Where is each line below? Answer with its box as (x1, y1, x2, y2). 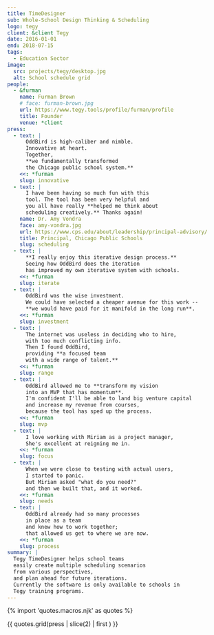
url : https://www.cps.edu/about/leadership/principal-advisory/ (19, 228, 208, 235)
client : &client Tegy (7, 29, 69, 37)
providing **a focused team (25, 350, 107, 358)
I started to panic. (25, 472, 85, 479)
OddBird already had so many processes (25, 511, 140, 518)
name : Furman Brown (19, 94, 76, 101)
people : (7, 81, 30, 88)
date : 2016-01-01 (7, 36, 57, 43)
